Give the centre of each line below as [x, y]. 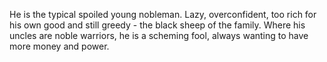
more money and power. [59, 46]
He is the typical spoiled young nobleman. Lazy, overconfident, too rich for [163, 14]
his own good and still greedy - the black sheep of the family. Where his [157, 25]
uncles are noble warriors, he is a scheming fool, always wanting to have [159, 35]
